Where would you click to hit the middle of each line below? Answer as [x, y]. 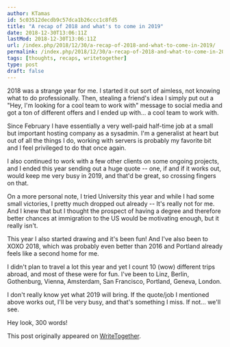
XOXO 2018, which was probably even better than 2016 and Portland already [115, 246]
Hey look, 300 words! [37, 322]
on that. [18, 183]
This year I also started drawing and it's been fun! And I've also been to [108, 238]
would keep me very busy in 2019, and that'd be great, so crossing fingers [112, 175]
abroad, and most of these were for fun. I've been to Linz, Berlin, [98, 274]
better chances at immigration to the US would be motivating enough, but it [113, 218]
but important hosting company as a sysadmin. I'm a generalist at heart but [113, 133]
